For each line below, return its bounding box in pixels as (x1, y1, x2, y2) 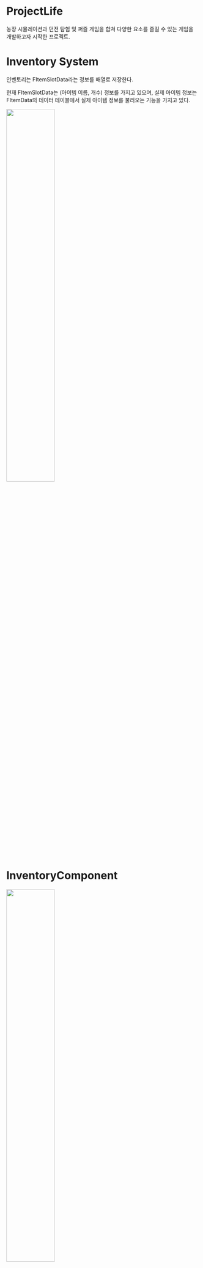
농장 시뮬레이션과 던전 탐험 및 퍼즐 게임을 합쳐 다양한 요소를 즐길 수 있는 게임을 (6, 25, 194, 32)
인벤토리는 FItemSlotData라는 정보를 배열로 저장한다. (6, 75, 133, 83)
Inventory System (6, 55, 99, 68)
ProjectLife (6, 4, 63, 18)
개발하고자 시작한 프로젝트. (6, 32, 70, 40)
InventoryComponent (6, 869, 118, 883)
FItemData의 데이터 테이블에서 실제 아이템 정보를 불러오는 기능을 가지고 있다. (6, 96, 191, 103)
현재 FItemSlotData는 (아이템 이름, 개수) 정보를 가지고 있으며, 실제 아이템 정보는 (6, 89, 197, 96)
